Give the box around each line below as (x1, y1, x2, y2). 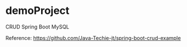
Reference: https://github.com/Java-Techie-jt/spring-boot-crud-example (5, 34, 181, 41)
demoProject (5, 4, 70, 17)
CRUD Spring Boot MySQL (5, 23, 70, 30)
